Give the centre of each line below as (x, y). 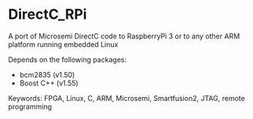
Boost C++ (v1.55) (49, 83)
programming (30, 106)
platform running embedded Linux (63, 44)
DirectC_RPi (48, 14)
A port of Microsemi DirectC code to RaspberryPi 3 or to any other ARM (124, 36)
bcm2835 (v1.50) (47, 74)
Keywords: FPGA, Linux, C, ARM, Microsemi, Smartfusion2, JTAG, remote (126, 98)
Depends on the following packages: (68, 59)
